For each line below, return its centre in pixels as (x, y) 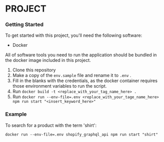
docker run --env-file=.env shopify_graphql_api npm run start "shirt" (81, 134)
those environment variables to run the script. (59, 86)
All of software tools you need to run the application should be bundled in (81, 55)
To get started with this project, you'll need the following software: (74, 35)
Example (16, 114)
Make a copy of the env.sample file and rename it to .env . (72, 76)
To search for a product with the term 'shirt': (51, 125)
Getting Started (24, 25)
